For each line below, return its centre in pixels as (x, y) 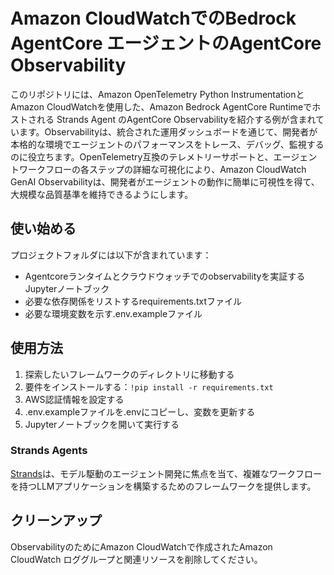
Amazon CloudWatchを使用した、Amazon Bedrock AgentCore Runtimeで (161, 106)
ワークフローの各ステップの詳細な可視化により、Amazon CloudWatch (162, 169)
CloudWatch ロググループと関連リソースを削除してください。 (136, 559)
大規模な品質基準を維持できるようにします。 (102, 194)
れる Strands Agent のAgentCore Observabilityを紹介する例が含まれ (176, 119)
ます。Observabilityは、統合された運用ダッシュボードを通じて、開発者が (168, 131)
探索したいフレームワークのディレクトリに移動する (129, 374)
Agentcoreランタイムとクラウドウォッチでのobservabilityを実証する (165, 276)
